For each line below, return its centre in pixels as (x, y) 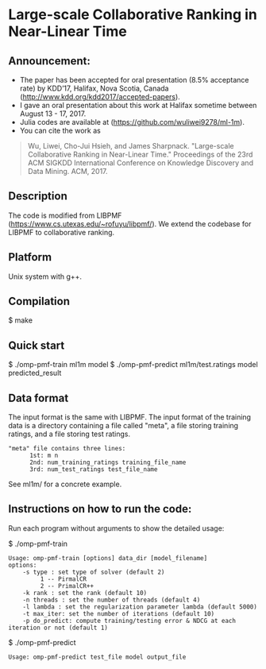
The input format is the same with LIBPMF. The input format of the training (130, 417)
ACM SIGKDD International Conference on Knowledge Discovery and (141, 163)
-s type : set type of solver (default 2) (94, 572)
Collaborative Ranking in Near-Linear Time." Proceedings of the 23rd (140, 154)
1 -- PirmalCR (64, 579)
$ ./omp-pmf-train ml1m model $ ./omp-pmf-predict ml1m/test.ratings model (133, 365)
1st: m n (44, 456)
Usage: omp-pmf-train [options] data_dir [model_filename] (108, 558)
